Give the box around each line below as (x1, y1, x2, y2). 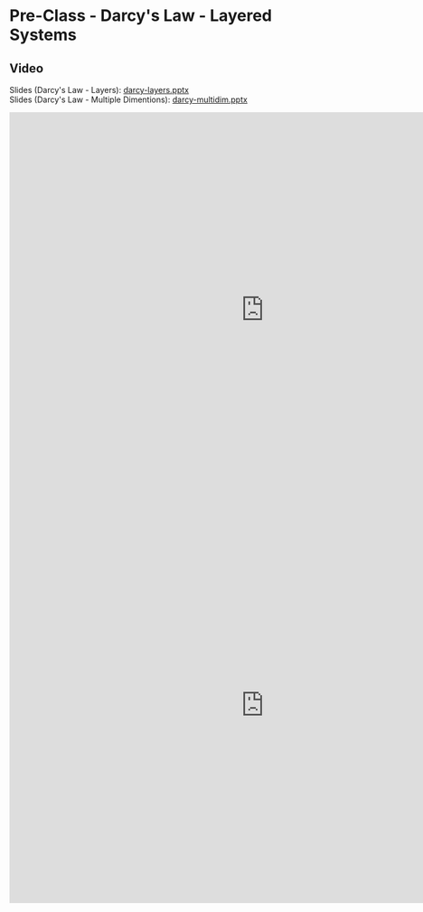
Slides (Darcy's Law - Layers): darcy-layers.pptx (9, 85, 190, 95)
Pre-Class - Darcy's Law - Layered (9, 5, 273, 26)
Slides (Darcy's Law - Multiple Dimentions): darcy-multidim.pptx (9, 94, 249, 105)
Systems (9, 24, 77, 45)
